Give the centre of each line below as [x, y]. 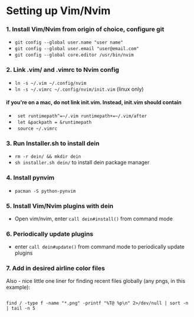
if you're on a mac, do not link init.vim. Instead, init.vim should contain [94, 103]
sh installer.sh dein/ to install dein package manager [82, 163]
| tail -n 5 [21, 308]
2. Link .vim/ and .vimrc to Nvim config [63, 70]
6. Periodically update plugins [50, 234]
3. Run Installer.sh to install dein [53, 143]
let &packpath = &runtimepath [55, 122]
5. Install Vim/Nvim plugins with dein [60, 206]
